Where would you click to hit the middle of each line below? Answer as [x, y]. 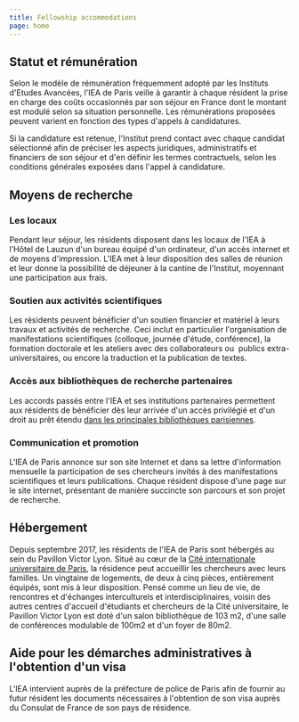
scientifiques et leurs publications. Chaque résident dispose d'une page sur [148, 480]
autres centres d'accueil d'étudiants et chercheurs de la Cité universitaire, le [149, 606]
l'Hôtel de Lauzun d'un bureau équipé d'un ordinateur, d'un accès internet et [149, 249]
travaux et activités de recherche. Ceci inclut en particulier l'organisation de [148, 330]
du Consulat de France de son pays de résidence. [101, 707]
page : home [29, 26]
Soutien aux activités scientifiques [86, 300]
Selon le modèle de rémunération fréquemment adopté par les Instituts [139, 83]
